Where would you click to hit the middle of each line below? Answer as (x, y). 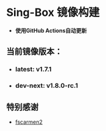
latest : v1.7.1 (33, 69)
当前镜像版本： (34, 51)
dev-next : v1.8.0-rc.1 (46, 86)
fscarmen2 (29, 122)
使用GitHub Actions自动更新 (51, 30)
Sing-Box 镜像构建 (53, 12)
